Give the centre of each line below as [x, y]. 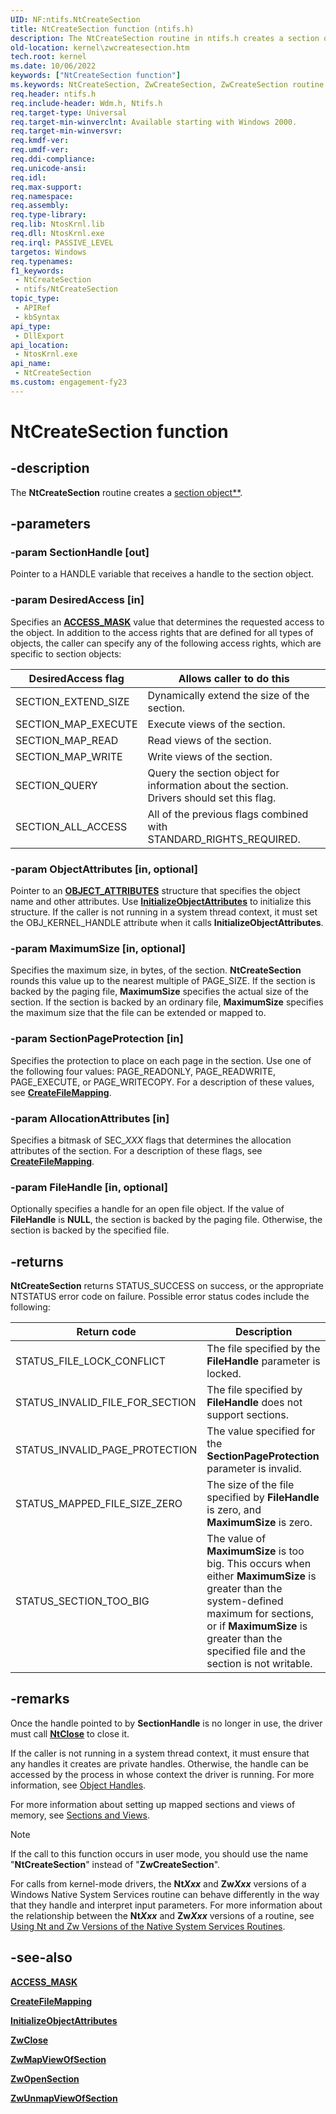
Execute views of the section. [216, 724]
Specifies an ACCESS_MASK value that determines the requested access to [167, 622]
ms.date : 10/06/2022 [53, 66]
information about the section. [218, 785]
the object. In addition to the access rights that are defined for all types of [162, 632]
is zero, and [234, 1510]
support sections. [248, 1415]
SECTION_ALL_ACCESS [71, 826]
